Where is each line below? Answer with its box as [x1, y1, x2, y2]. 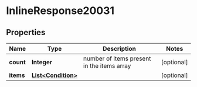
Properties [6, 27, 46, 37]
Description [102, 45, 137, 53]
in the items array [83, 62, 131, 69]
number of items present [83, 54, 151, 62]
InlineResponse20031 [6, 4, 115, 18]
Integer [31, 58, 53, 66]
